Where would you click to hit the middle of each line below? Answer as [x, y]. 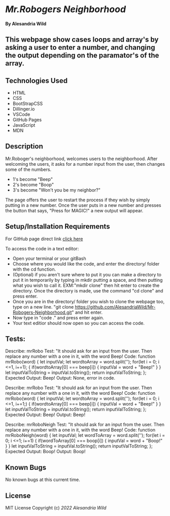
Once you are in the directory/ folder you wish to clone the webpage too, [89, 301]
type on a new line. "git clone [43, 307]
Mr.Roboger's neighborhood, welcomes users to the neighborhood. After [81, 159]
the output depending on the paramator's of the [82, 56]
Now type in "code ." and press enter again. [58, 317]
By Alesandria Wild [26, 23]
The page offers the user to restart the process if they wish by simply [78, 200]
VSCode [21, 114]
